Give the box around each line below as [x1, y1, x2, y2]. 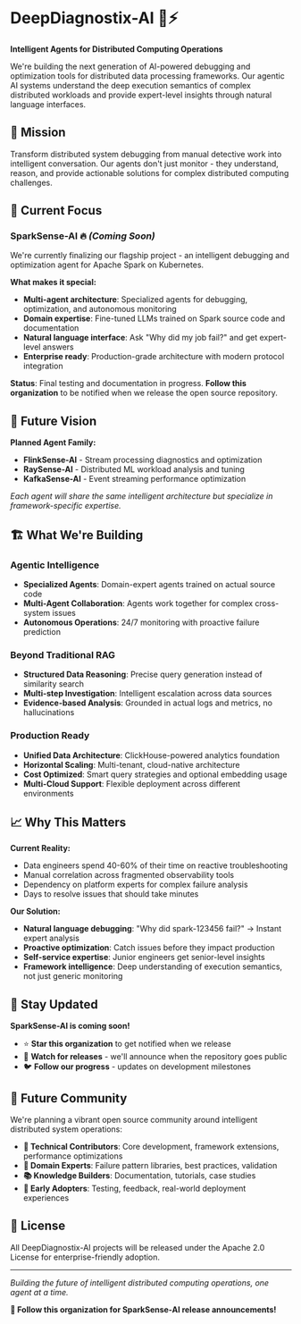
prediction [22, 626, 62, 637]
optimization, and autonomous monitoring [22, 304, 177, 315]
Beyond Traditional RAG [10, 648, 115, 661]
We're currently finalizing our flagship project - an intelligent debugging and [10, 250, 289, 261]
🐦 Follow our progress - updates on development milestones [22, 1061, 251, 1072]
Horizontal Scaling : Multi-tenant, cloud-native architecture [22, 759, 240, 770]
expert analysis [22, 932, 79, 944]
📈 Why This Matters [10, 814, 127, 830]
